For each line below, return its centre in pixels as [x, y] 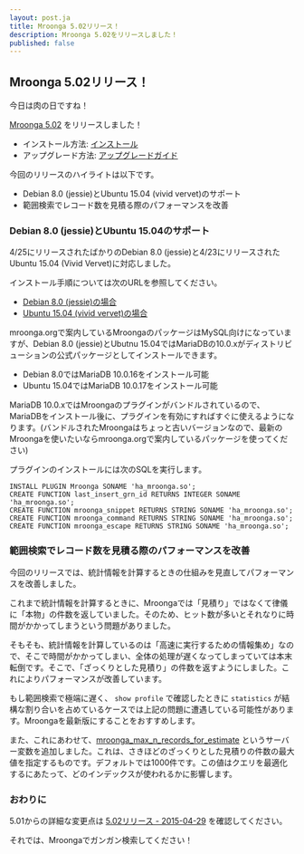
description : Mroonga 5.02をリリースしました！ [94, 34]
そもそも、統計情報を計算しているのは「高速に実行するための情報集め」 [144, 645]
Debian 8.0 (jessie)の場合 [70, 302]
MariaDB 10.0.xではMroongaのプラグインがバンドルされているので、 [137, 405]
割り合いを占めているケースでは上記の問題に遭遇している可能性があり [156, 709]
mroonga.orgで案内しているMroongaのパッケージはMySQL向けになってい [147, 332]
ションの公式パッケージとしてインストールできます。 [123, 355]
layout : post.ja [40, 18]
